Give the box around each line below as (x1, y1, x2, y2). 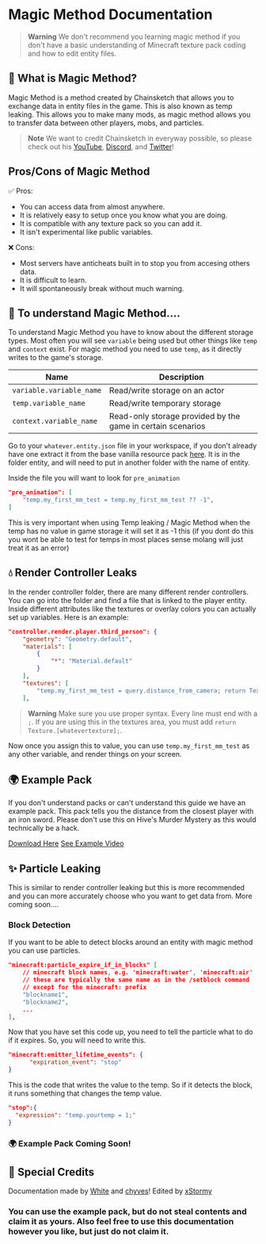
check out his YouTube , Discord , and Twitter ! (27, 141, 174, 152)
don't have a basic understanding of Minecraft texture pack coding (27, 40, 246, 49)
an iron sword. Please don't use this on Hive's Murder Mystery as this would (8, 815, 256, 824)
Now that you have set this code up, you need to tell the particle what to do (8, 1027, 253, 1037)
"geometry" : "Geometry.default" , (22, 635, 133, 643)
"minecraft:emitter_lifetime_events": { (8, 1051, 144, 1059)
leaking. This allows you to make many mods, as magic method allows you (8, 109, 251, 119)
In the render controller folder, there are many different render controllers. (8, 587, 249, 597)
